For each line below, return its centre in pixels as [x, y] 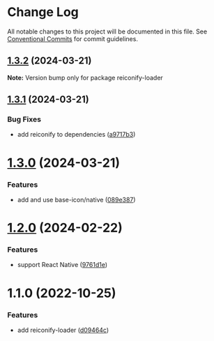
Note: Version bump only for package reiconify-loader [85, 77]
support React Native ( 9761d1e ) [62, 265]
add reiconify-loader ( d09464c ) [63, 330]
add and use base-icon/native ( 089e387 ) [76, 199]
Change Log [43, 12]
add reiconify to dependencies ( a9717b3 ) [76, 135]
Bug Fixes [24, 119]
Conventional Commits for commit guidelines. [72, 38]
